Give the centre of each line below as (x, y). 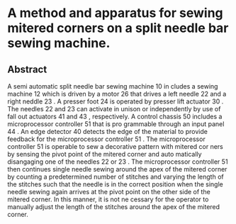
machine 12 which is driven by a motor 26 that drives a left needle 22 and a (117, 94)
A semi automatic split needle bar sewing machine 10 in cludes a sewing (113, 86)
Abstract (27, 69)
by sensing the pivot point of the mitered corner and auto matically (105, 154)
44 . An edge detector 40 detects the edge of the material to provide (107, 131)
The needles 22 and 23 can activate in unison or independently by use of (114, 109)
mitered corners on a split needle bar (118, 28)
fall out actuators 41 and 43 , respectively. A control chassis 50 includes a (115, 116)
